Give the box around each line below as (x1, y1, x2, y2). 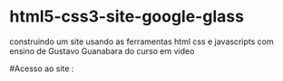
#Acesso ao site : (9, 63, 74, 74)
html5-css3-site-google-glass (9, 6, 245, 27)
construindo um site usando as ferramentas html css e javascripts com (9, 36, 274, 47)
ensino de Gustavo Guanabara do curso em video (9, 45, 195, 56)
